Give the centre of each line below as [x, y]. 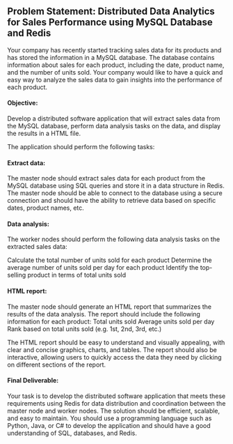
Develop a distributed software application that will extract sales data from [114, 118]
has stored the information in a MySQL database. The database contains [111, 57]
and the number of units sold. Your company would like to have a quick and [115, 72]
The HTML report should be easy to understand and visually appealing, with [116, 342]
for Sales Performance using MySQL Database [110, 23]
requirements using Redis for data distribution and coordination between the [116, 403]
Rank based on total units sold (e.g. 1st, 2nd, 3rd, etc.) [85, 329]
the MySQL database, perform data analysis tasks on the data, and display [114, 126]
